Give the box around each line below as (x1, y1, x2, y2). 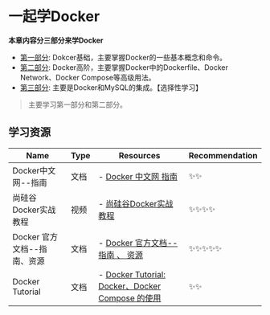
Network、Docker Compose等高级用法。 (19, 72, 156, 82)
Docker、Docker (98, 280, 162, 292)
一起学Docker (8, 7, 100, 26)
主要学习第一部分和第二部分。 (27, 100, 127, 109)
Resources (118, 149, 161, 161)
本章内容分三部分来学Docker (8, 35, 104, 45)
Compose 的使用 (98, 292, 162, 304)
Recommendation (188, 149, 258, 161)
